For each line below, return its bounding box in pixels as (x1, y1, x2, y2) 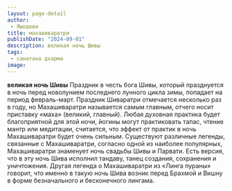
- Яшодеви (10, 23, 39, 30)
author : (7, 17, 30, 24)
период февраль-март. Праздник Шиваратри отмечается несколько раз (7, 95, 222, 104)
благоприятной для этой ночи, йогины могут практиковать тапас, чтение (7, 117, 224, 125)
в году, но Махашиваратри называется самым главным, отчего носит (7, 102, 214, 111)
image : (7, 62, 26, 69)
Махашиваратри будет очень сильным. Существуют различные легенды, (7, 132, 225, 140)
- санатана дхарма (10, 55, 64, 62)
